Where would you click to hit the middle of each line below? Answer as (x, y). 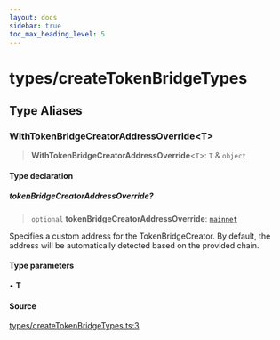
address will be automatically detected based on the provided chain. (134, 245)
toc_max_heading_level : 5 (57, 34)
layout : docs (33, 17)
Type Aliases (46, 111)
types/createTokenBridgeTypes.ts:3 (74, 326)
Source (23, 306)
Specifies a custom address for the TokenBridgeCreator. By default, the (140, 236)
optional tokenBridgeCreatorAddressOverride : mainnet (134, 218)
